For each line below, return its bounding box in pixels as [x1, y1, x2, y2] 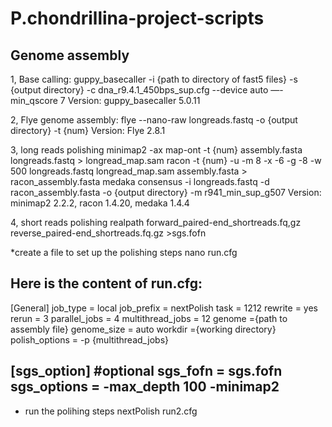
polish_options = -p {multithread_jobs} [10, 333, 170, 346]
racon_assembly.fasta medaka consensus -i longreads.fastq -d [10, 176, 270, 187]
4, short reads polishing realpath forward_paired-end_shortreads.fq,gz [10, 217, 302, 228]
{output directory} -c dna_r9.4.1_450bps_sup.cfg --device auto [10, 84, 269, 96]
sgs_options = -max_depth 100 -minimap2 [10, 378, 280, 396]
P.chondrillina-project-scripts [10, 7, 265, 30]
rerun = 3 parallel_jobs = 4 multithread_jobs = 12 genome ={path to [10, 312, 288, 324]
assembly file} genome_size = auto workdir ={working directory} [10, 323, 277, 335]
